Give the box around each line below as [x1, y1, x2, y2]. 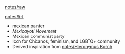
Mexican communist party [12, 34, 65, 39]
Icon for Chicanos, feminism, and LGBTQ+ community [12, 38, 120, 44]
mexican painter [12, 23, 45, 29]
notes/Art [5, 14, 24, 19]
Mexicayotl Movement [12, 28, 57, 34]
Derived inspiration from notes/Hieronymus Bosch [12, 44, 113, 49]
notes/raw [5, 4, 26, 10]
